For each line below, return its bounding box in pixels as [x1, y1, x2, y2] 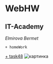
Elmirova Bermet [5, 35, 39, 41]
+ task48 [5, 53, 23, 59]
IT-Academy [5, 22, 44, 31]
